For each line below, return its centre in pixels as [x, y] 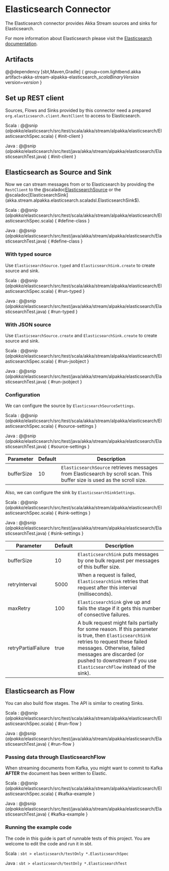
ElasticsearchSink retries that [113, 581]
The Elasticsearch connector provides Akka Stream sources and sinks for [81, 23]
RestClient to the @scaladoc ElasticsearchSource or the [63, 190]
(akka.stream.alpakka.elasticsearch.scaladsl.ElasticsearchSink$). [73, 200]
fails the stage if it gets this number [119, 608]
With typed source [28, 254]
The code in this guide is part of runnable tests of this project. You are [78, 838]
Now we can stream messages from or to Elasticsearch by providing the [80, 184]
